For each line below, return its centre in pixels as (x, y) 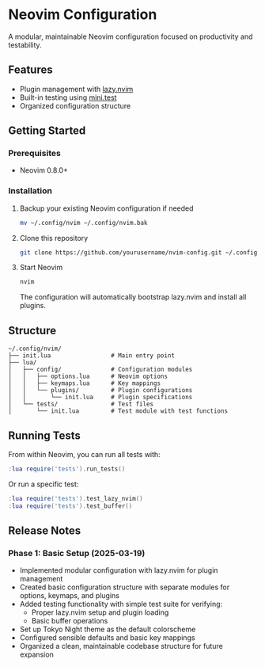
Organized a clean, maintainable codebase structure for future (121, 646)
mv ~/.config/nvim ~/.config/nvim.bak (83, 223)
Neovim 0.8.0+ (44, 170)
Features (30, 70)
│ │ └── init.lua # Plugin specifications (100, 398)
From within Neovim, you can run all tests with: (84, 454)
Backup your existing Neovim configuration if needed (106, 208)
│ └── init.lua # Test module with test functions (118, 411)
